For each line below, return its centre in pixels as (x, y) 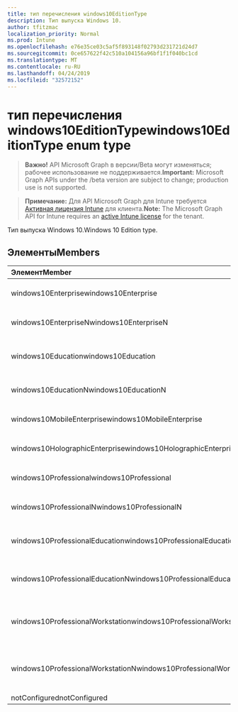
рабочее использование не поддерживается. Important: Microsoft (124, 172)
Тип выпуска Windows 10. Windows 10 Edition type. (83, 230)
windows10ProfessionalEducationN (70, 579)
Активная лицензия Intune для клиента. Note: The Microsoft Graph (124, 209)
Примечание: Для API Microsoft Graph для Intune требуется (115, 201)
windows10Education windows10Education (83, 356)
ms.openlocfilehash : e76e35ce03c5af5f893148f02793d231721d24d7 (103, 47)
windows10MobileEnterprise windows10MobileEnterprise (107, 420)
